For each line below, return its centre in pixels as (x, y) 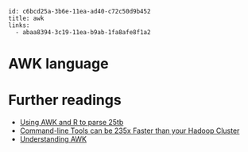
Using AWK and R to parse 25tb (72, 123)
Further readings (65, 100)
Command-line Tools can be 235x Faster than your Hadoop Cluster (130, 131)
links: (19, 25)
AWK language (58, 64)
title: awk (26, 18)
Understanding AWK (53, 139)
